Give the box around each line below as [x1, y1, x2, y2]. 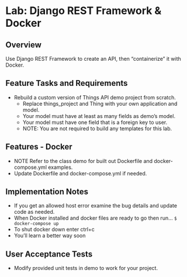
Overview [5, 40, 42, 50]
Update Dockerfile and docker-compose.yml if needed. [13, 169, 147, 176]
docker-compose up [13, 221, 59, 227]
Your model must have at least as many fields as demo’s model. [22, 112, 176, 119]
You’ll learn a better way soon [13, 232, 86, 239]
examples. [48, 164, 73, 171]
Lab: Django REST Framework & [5, 4, 162, 18]
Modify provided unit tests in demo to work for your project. [13, 265, 158, 272]
